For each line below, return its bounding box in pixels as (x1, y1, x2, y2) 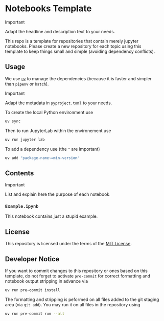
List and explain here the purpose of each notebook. (5, 191, 111, 197)
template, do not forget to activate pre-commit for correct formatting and (5, 273, 150, 279)
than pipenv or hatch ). (5, 81, 49, 87)
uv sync (5, 118, 21, 124)
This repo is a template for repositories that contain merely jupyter (5, 38, 139, 44)
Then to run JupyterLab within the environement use (5, 128, 111, 134)
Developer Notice (5, 255, 60, 263)
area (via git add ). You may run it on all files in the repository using (5, 301, 141, 307)
